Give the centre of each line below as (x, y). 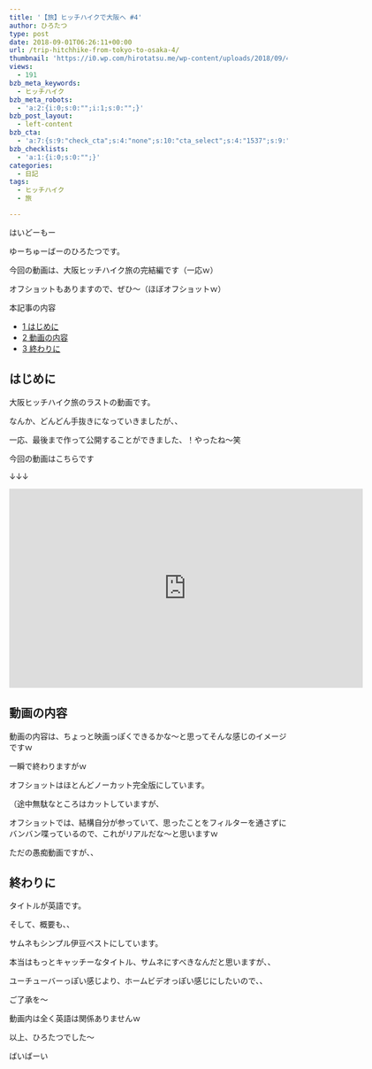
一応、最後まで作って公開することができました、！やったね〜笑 (125, 440)
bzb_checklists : (39, 149)
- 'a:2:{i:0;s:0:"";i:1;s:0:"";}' (80, 108)
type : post (29, 34)
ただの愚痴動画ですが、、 (54, 852)
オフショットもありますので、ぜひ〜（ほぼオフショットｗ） (118, 288)
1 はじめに (40, 326)
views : (21, 67)
